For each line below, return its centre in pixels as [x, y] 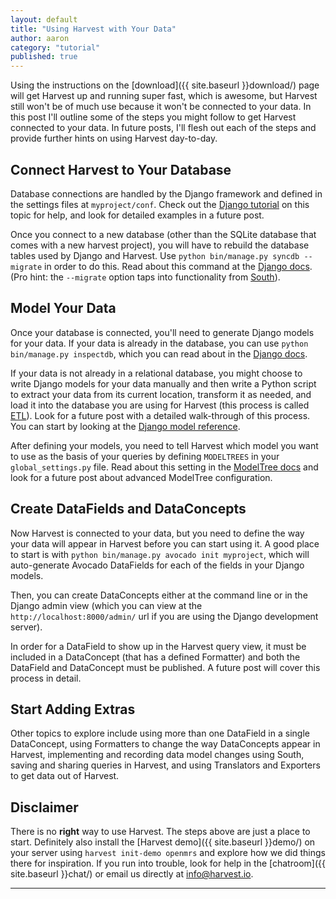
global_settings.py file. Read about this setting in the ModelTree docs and [164, 467]
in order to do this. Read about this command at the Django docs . [178, 266]
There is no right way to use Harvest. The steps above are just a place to [160, 832]
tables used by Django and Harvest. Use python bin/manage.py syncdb [155, 255]
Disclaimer [44, 807]
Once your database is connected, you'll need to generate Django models [162, 332]
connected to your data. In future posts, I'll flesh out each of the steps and [163, 128]
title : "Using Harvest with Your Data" [93, 29]
